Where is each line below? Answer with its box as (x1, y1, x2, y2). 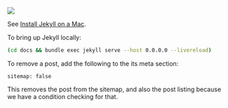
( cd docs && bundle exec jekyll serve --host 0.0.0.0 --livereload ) (7, 47, 212, 54)
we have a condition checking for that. (7, 92, 118, 100)
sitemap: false (7, 72, 52, 79)
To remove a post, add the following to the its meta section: (7, 59, 179, 68)
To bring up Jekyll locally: (7, 33, 82, 41)
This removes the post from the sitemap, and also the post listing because (7, 85, 222, 93)
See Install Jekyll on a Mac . (7, 20, 86, 28)
